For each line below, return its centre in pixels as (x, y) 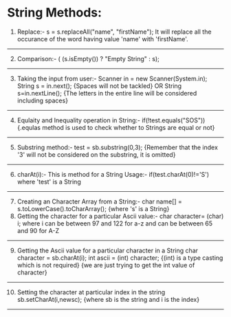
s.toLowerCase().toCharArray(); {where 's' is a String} (93, 208)
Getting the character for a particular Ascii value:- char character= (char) (120, 216)
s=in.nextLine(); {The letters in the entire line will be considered (107, 93)
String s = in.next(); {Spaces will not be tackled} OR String (99, 86)
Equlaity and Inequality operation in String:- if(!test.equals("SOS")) (111, 120)
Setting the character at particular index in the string (91, 292)
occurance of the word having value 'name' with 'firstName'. (103, 39)
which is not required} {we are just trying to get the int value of (106, 265)
